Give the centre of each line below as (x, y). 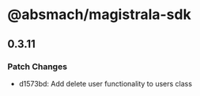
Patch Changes (38, 67)
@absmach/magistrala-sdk (99, 15)
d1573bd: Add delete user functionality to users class (106, 83)
